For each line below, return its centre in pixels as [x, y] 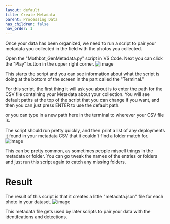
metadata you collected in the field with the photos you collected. [74, 49]
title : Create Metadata [30, 15]
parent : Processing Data [31, 19]
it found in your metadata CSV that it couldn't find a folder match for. [77, 136]
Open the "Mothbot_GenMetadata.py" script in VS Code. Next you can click [84, 58]
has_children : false [27, 24]
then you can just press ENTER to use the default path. [62, 105]
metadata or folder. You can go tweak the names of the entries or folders [81, 156]
